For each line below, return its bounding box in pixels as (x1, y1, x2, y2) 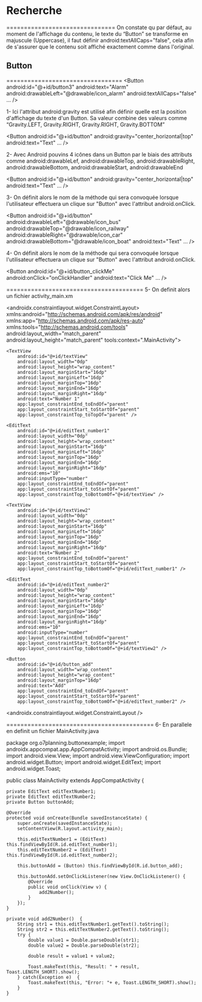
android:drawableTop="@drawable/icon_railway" (6, 225, 129, 232)
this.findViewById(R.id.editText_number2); (6, 852, 118, 858)
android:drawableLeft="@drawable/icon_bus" (6, 218, 121, 225)
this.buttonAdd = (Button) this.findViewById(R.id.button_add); (17, 862, 183, 868)
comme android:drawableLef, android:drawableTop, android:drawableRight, (6, 157, 195, 164)
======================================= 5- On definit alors (6, 286, 190, 293)
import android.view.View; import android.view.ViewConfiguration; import (6, 752, 190, 759)
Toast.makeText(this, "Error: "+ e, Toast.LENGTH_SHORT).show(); (28, 980, 197, 986)
